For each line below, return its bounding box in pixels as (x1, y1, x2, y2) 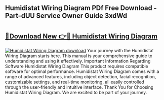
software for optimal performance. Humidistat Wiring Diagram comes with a (5, 68, 160, 74)
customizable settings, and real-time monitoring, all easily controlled (5, 79, 144, 85)
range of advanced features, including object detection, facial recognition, (5, 74, 157, 79)
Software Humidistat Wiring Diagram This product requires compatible (5, 64, 148, 69)
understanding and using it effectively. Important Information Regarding (5, 58, 151, 64)
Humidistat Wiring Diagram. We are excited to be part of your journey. (5, 90, 147, 95)
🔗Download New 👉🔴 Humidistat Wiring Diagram (5, 32, 158, 40)
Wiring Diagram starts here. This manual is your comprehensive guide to (5, 53, 153, 59)
